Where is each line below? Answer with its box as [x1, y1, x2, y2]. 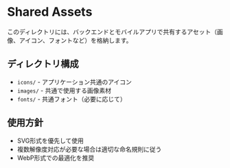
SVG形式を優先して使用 [16, 136, 84, 145]
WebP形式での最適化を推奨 [16, 154, 95, 162]
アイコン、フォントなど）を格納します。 [19, 36, 133, 45]
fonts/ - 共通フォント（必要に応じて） [16, 95, 127, 103]
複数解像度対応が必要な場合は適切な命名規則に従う [16, 145, 162, 153]
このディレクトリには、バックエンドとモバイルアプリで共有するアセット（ [7, 27, 218, 36]
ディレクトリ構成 [7, 58, 79, 70]
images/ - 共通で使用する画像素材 [16, 86, 112, 95]
